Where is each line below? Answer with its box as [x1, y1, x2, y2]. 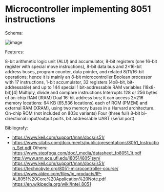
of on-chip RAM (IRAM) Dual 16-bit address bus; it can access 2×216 [5, 94, 144, 101]
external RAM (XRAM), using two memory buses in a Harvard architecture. [5, 105, 155, 111]
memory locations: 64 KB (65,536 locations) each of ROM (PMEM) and [5, 100, 147, 106]
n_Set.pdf [12, 145, 32, 150]
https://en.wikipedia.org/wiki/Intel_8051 [12, 181, 91, 187]
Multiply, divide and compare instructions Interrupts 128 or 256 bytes [19, 89, 158, 95]
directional [5, 115, 27, 121]
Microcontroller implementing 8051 [5, 3, 151, 15]
